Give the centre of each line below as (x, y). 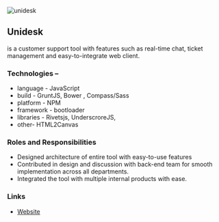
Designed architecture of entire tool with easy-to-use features (104, 157)
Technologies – (33, 73)
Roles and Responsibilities (52, 142)
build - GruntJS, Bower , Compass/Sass (73, 96)
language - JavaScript (48, 88)
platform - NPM (39, 103)
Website (29, 211)
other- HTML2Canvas (48, 125)
